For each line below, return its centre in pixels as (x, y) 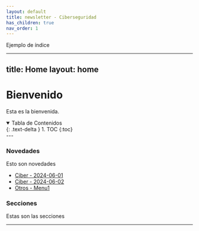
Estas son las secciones (36, 216)
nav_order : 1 (22, 28)
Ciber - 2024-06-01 (39, 175)
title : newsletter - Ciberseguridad (51, 17)
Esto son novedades (31, 163)
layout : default (26, 12)
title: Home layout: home (52, 69)
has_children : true (30, 23)
